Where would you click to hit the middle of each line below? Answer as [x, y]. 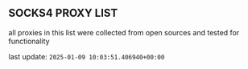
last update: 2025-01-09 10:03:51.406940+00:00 [87, 56]
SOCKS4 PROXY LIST [63, 13]
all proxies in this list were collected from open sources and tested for [124, 32]
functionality [29, 41]
